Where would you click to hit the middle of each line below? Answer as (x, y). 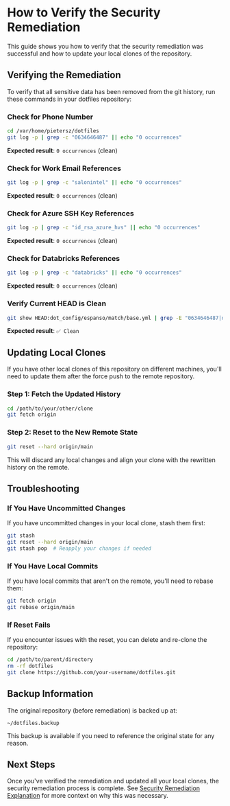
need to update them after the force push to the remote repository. (101, 376)
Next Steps (31, 764)
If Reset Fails (29, 625)
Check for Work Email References (64, 168)
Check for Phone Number (50, 117)
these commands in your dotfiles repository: (69, 99)
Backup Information (50, 694)
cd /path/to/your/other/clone (50, 408)
